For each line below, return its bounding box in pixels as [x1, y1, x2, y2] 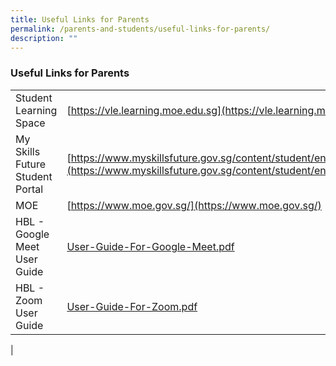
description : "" [10, 33, 78, 43]
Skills [15, 144, 41, 158]
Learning [15, 103, 58, 117]
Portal [15, 182, 44, 196]
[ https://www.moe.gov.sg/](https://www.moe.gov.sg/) [66, 198, 322, 212]
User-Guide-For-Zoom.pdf [66, 299, 198, 313]
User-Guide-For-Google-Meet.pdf [66, 239, 235, 253]
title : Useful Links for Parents [10, 14, 150, 25]
